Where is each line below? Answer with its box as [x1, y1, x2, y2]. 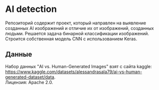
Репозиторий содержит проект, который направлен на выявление [5, 20, 146, 26]
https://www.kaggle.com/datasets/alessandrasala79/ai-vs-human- [5, 69, 143, 75]
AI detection [5, 3, 57, 15]
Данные [5, 50, 32, 59]
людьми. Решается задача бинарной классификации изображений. [5, 30, 150, 36]
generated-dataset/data [5, 74, 54, 80]
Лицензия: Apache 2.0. [5, 79, 53, 85]
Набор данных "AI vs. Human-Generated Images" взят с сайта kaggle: [5, 63, 152, 69]
